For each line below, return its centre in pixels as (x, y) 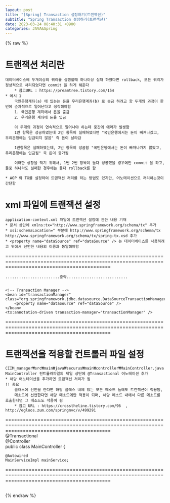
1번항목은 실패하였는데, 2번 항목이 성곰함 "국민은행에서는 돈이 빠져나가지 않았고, (88, 148)
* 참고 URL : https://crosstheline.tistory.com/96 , (71, 406)
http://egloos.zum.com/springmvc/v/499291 (51, 410)
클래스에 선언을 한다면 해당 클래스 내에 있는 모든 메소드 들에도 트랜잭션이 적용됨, (89, 390)
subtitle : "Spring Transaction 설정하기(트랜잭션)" (56, 19)
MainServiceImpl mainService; (37, 460)
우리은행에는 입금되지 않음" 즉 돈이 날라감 (43, 138)
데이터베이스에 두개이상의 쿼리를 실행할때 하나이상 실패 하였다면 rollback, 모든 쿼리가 (84, 80)
